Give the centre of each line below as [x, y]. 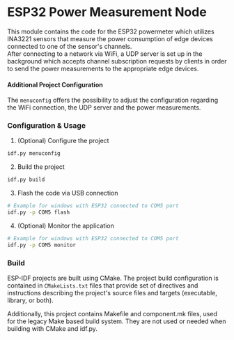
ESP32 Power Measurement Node [107, 12]
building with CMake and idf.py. [52, 328]
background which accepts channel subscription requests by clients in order [117, 61]
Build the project [41, 167]
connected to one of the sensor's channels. [70, 46]
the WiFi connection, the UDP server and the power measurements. [104, 108]
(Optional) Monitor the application [66, 226]
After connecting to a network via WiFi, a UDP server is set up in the [105, 54]
